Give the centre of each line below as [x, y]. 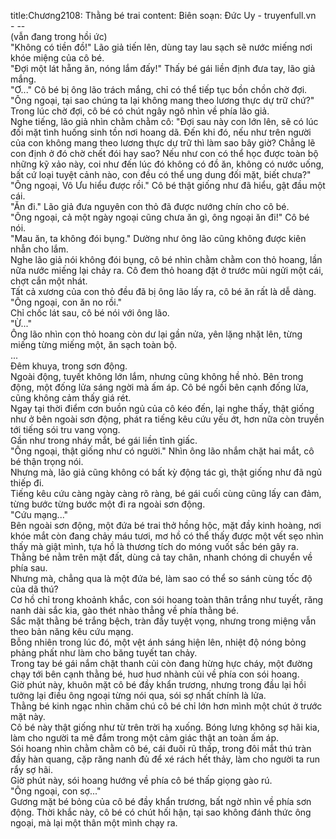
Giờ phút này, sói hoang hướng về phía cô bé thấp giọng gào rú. [141, 780]
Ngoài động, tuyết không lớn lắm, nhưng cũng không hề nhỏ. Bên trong [157, 376]
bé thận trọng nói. [47, 461]
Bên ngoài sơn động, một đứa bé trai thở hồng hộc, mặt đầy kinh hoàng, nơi [166, 525]
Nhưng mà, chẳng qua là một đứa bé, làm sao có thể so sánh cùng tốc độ [161, 578]
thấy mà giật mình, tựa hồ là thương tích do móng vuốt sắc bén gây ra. [154, 546]
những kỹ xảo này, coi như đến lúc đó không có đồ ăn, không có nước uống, [167, 164]
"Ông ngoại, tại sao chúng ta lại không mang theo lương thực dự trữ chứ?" [162, 100]
